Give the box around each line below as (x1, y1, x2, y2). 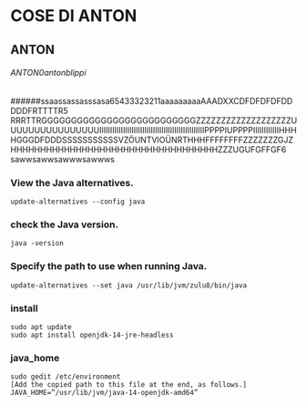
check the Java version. (10, 218, 119, 231)
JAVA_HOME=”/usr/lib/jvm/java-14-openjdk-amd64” (10, 389, 199, 398)
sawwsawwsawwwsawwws (10, 153, 115, 164)
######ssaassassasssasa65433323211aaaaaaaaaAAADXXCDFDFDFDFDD (10, 95, 293, 106)
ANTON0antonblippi (10, 68, 87, 78)
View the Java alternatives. (10, 176, 135, 189)
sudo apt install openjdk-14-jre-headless (10, 330, 174, 339)
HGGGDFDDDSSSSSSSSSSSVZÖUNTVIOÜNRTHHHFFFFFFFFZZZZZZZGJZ (10, 134, 294, 145)
